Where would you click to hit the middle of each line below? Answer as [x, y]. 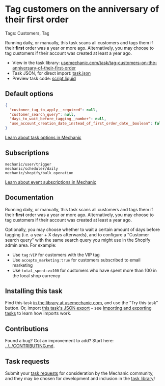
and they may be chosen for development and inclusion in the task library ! [80, 379]
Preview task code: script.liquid [44, 78]
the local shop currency [36, 275]
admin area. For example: [31, 245]
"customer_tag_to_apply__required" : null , [54, 110]
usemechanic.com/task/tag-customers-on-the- [109, 63]
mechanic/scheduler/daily [31, 168]
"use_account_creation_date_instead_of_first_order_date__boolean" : [81, 124]
